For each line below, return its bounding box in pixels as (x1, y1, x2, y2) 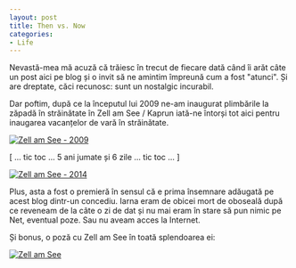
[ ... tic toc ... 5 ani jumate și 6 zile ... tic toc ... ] (9, 152, 180, 163)
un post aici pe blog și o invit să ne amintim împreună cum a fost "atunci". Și (9, 72, 288, 83)
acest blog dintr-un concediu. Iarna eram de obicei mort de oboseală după (9, 196, 284, 207)
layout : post (9, 12, 58, 22)
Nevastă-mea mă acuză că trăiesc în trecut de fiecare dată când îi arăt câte (9, 62, 287, 73)
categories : (9, 29, 53, 38)
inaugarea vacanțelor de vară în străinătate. (9, 118, 169, 128)
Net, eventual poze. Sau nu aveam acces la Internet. (9, 215, 201, 225)
